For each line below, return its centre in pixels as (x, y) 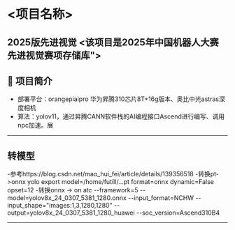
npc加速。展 (35, 125)
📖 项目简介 (30, 81)
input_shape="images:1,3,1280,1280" (60, 206)
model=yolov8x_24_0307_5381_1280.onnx (67, 198)
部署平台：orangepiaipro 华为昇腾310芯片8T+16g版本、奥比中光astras (118, 99)
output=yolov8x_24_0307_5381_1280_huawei (71, 213)
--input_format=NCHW (161, 198)
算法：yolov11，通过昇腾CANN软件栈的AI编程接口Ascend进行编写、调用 (121, 116)
